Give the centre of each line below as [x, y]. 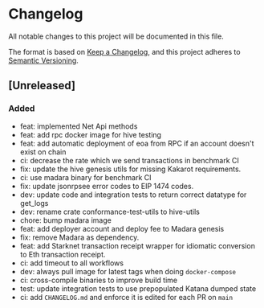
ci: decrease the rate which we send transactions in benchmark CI [129, 160]
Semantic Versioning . [43, 60]
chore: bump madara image [66, 220]
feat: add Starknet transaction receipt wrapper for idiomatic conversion [137, 245]
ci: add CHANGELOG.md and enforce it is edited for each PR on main [126, 297]
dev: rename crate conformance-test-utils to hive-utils [110, 211]
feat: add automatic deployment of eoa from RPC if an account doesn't [137, 143]
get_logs [34, 203]
